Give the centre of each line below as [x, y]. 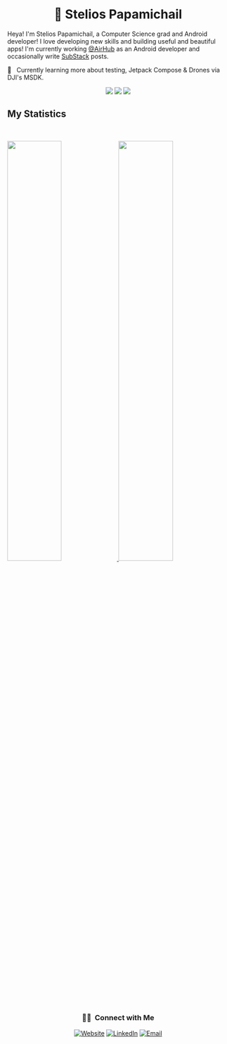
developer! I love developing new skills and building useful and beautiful [111, 41]
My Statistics [37, 114]
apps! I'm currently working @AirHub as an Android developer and [104, 49]
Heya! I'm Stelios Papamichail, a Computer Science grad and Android [108, 34]
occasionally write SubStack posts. [58, 56]
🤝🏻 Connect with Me [118, 1018]
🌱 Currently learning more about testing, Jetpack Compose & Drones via [113, 70]
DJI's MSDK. [26, 77]
